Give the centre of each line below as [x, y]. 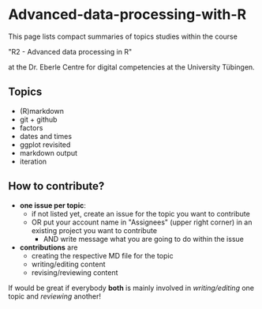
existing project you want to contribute [94, 230]
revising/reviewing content [75, 272]
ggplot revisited [45, 145]
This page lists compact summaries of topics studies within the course [123, 36]
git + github [38, 119]
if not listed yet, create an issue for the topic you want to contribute [140, 213]
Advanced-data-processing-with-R [127, 15]
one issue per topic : [53, 205]
